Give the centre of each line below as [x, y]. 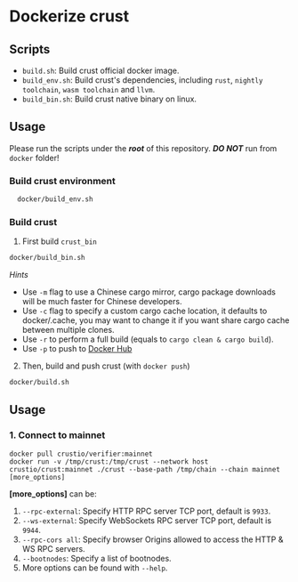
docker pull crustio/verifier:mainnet [81, 454]
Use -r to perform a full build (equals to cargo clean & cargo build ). [148, 339]
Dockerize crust [69, 16]
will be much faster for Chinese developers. [102, 302]
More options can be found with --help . [95, 568]
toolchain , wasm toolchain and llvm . [89, 89]
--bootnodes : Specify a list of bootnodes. [97, 558]
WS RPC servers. [54, 548]
